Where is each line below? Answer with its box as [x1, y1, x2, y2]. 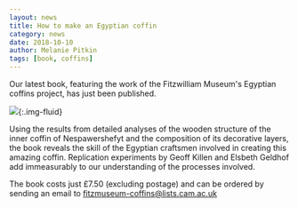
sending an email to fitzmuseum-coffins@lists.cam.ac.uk [9, 188, 218, 198]
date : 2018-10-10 [9, 37, 74, 47]
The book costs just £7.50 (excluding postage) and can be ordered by [9, 179, 264, 189]
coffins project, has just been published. [9, 88, 157, 99]
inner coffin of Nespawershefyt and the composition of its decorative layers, [9, 133, 289, 143]
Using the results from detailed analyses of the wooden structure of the [9, 123, 271, 134]
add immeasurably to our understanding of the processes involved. [9, 162, 255, 171]
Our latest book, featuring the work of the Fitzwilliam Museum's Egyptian [9, 79, 277, 89]
